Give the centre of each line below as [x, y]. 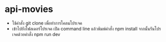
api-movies [29, 9]
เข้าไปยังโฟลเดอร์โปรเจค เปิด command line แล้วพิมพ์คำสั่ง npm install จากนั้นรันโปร [87, 28]
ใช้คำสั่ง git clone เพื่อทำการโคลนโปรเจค [47, 23]
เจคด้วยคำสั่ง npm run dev [36, 34]
